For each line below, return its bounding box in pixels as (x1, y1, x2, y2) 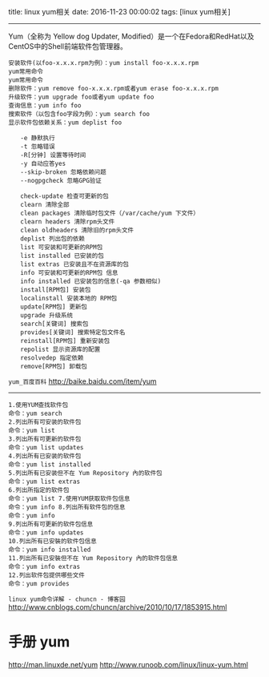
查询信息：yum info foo (8, 102, 82, 110)
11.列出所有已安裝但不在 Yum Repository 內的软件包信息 (8, 554, 179, 562)
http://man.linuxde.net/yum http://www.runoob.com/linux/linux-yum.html (8, 659, 248, 669)
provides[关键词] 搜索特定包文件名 (19, 328, 126, 336)
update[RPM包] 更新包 (19, 303, 88, 311)
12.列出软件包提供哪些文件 (8, 571, 86, 579)
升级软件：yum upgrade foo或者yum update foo (8, 93, 155, 101)
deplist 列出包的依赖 (19, 235, 86, 243)
